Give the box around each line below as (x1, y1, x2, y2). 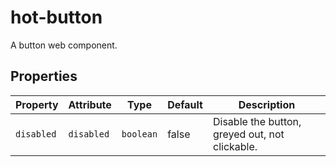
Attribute (68, 97, 112, 111)
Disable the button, (212, 114, 302, 128)
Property (15, 97, 59, 111)
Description (238, 97, 296, 111)
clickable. (212, 139, 258, 153)
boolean (121, 128, 158, 140)
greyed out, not (212, 127, 285, 141)
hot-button (10, 6, 103, 29)
